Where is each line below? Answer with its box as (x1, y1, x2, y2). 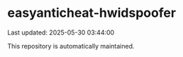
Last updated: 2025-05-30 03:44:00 (7, 28, 115, 37)
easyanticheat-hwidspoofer (7, 5, 176, 21)
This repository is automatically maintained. (7, 42, 135, 50)
